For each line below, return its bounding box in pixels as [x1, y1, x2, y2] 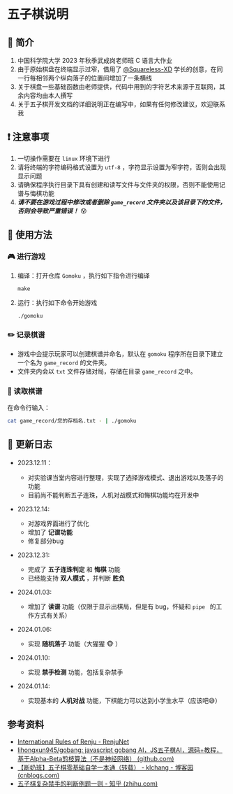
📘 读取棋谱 [7, 386, 43, 396]
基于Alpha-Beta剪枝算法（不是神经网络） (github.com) [17, 755, 174, 763]
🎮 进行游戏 [7, 252, 46, 262]
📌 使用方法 [7, 229, 52, 241]
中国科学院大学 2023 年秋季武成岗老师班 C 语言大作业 [17, 57, 173, 64]
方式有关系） [33, 611, 71, 619]
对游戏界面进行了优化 [27, 519, 89, 527]
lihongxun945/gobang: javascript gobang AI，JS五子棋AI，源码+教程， [17, 746, 223, 754]
